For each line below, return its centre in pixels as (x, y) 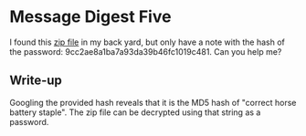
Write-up (36, 81)
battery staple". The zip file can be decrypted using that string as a (135, 112)
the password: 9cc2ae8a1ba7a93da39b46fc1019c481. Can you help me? (146, 51)
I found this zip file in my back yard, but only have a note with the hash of (147, 42)
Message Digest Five (90, 17)
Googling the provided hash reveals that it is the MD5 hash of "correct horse (153, 102)
